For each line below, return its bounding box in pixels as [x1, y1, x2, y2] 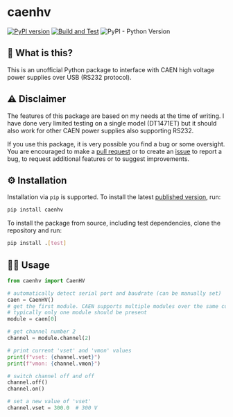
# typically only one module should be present [7, 309, 148, 316]
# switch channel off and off [7, 373, 95, 380]
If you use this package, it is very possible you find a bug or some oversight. [7, 139, 225, 148]
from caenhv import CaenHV [7, 277, 85, 284]
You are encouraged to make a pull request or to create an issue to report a [7, 147, 222, 155]
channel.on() [7, 386, 45, 393]
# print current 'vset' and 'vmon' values [7, 347, 132, 354]
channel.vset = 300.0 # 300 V [7, 405, 98, 411]
